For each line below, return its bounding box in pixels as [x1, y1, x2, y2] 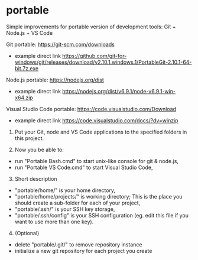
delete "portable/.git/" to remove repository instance [14, 240, 142, 248]
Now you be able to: [14, 146, 64, 153]
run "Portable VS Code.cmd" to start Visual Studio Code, [14, 164, 153, 171]
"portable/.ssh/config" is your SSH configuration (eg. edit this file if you [14, 212, 189, 219]
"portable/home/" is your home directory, [14, 187, 116, 194]
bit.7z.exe [14, 64, 39, 71]
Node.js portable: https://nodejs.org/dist [6, 76, 105, 83]
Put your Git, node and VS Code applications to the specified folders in [14, 128, 187, 135]
